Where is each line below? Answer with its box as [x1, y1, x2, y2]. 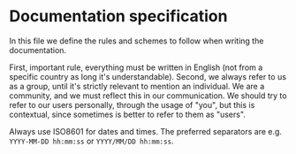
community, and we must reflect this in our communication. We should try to [9, 90, 287, 101]
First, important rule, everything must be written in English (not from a [9, 62, 263, 73]
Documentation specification [9, 6, 228, 27]
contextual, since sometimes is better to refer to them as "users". [9, 109, 246, 119]
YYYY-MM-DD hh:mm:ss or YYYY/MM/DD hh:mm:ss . [9, 135, 174, 146]
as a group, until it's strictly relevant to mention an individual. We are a [9, 81, 265, 91]
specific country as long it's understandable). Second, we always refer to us [9, 71, 287, 81]
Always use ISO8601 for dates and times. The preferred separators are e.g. [9, 126, 283, 136]
